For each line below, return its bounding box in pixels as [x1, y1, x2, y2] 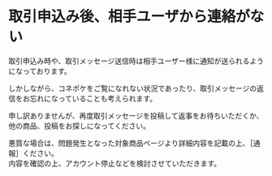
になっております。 [8, 66, 71, 75]
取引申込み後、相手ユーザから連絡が [8, 7, 250, 26]
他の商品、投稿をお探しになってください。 [8, 121, 150, 131]
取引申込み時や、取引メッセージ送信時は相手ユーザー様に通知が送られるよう [8, 56, 265, 66]
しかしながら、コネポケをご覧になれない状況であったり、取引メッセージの [8, 83, 257, 93]
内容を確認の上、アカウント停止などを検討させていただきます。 [8, 158, 222, 168]
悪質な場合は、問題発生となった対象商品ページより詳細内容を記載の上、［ [8, 138, 254, 148]
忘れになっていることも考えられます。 [29, 93, 157, 103]
